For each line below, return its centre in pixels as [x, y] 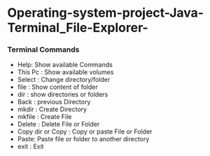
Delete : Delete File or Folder [58, 125]
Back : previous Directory [54, 102]
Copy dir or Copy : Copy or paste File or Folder [85, 132]
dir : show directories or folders [63, 94]
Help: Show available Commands [65, 65]
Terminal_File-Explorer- [78, 28]
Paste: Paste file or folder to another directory [83, 139]
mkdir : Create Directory [52, 109]
